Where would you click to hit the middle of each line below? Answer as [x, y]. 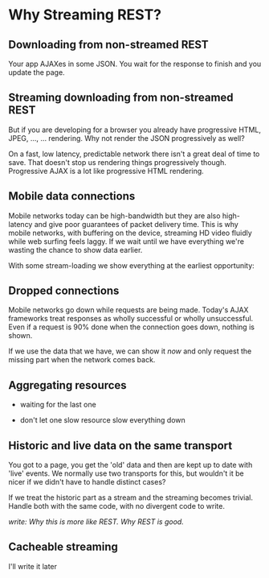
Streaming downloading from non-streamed [121, 98]
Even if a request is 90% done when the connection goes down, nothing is [132, 327]
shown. [20, 336]
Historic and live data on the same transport [120, 446]
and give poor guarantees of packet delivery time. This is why [136, 224]
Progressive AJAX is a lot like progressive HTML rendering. [106, 171]
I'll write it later [33, 566]
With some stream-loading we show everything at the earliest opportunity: [131, 265]
